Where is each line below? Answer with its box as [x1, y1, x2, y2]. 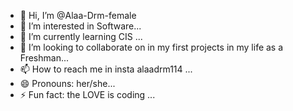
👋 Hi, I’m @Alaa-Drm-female [19, 10, 137, 21]
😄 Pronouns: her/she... [19, 78, 116, 89]
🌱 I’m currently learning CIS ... [19, 31, 143, 42]
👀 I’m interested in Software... [19, 20, 142, 32]
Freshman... [19, 52, 70, 64]
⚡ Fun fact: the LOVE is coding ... [19, 89, 156, 100]
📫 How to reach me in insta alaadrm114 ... [19, 63, 193, 75]
